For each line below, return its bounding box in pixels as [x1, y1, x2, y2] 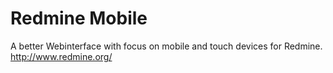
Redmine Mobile [10, 7, 148, 30]
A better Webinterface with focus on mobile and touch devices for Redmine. [10, 40, 323, 52]
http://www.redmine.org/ [10, 50, 113, 62]
